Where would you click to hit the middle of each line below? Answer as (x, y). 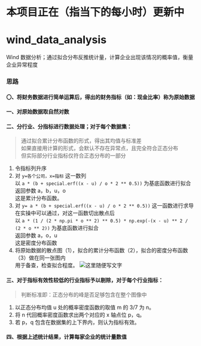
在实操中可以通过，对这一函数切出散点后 (65, 213)
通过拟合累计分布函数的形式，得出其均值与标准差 (81, 141)
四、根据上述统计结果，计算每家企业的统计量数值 (66, 337)
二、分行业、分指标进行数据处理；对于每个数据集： (69, 126)
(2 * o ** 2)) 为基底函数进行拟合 (57, 228)
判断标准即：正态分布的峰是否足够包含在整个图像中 (84, 294)
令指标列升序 (31, 168)
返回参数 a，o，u (36, 236)
